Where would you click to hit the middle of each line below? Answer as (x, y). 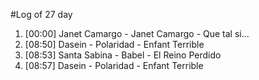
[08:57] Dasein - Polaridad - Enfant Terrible (114, 65)
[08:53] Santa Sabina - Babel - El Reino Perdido (123, 55)
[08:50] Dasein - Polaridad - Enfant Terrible (114, 44)
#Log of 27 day (41, 14)
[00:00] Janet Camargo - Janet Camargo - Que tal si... (137, 33)
